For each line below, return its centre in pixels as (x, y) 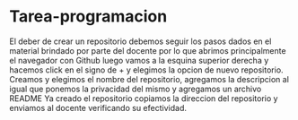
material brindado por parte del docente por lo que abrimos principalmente (148, 50)
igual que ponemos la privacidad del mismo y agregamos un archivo (136, 89)
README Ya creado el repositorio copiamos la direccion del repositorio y (144, 98)
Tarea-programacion (88, 17)
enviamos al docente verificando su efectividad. (98, 107)
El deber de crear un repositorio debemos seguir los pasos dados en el (140, 41)
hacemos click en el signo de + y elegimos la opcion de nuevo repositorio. (147, 70)
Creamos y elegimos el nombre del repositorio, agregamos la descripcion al (149, 79)
